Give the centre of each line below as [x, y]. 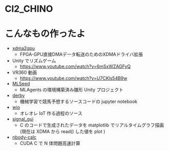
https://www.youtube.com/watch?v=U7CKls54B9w [74, 78]
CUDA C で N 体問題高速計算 [50, 143]
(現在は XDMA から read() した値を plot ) [63, 132]
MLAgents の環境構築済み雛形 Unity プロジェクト [71, 90]
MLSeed [21, 84]
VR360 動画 [25, 72]
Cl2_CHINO [29, 9]
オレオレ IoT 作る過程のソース [51, 113]
